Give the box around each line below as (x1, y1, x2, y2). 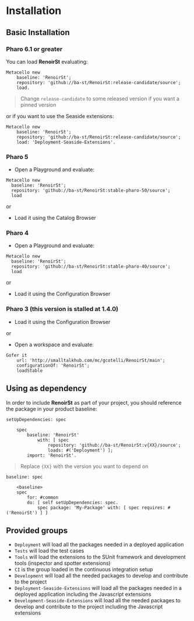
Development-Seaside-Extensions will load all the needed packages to (14, 597, 181, 604)
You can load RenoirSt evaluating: (6, 58, 88, 65)
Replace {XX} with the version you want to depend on (20, 463, 149, 470)
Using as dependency (6, 384, 87, 394)
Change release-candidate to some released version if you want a (20, 95, 179, 102)
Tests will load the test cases (14, 547, 84, 554)
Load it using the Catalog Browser (14, 215, 96, 222)
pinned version (20, 101, 57, 108)
